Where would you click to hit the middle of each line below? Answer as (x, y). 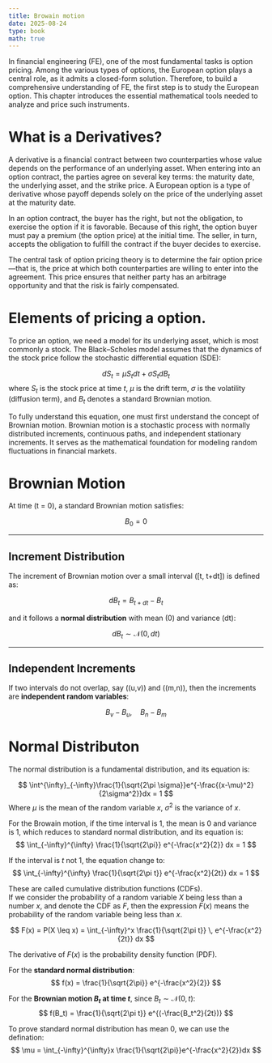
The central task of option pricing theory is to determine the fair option (126, 260)
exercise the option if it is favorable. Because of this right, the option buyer (133, 227)
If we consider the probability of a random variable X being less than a (125, 897)
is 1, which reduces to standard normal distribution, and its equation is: (126, 831)
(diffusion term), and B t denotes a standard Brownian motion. (110, 400)
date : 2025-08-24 (38, 23)
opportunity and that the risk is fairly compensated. (94, 286)
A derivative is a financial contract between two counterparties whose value (135, 159)
